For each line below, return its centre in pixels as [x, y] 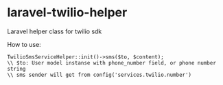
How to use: [24, 44]
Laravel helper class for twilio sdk [55, 31]
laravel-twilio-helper [67, 13]
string [16, 69]
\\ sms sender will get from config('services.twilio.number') [99, 75]
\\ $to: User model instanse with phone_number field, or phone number [111, 63]
